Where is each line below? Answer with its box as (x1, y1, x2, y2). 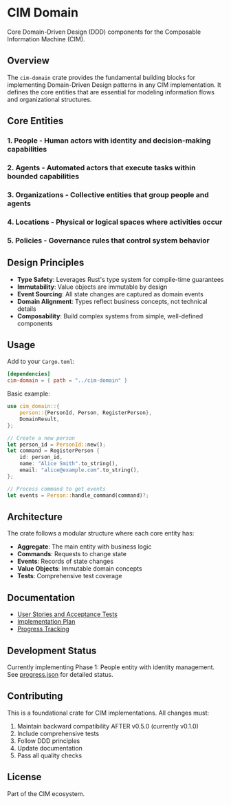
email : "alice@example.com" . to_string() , (19, 467, 140, 473)
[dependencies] (7, 371, 51, 378)
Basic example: (7, 389, 50, 398)
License (7, 771, 42, 783)
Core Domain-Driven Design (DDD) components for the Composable (7, 28, 201, 36)
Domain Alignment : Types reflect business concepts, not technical (16, 297, 208, 305)
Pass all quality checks (16, 751, 82, 760)
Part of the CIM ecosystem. (7, 789, 85, 797)
